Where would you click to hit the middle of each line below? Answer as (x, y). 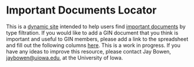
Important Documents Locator (81, 10)
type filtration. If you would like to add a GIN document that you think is (92, 32)
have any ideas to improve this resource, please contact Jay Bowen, (89, 51)
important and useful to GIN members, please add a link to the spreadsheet (97, 39)
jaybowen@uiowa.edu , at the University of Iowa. (65, 58)
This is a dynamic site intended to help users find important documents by (96, 26)
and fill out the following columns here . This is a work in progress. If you (93, 45)
